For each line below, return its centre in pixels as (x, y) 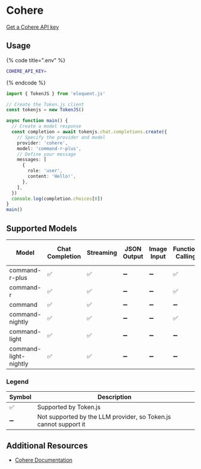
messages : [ (32, 160)
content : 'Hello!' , (52, 176)
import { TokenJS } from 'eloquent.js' (56, 93)
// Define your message (47, 154)
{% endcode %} (26, 83)
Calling (186, 256)
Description (115, 397)
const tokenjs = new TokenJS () (45, 110)
